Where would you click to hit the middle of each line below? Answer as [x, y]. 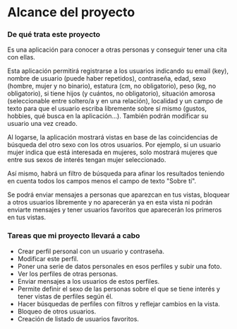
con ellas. [21, 57]
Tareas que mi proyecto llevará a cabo [74, 236]
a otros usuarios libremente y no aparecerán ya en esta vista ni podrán [110, 202]
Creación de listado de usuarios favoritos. [78, 318]
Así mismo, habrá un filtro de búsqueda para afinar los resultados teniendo [116, 173]
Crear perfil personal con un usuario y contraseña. [91, 251]
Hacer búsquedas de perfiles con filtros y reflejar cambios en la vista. [119, 304]
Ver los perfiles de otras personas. [68, 274]
